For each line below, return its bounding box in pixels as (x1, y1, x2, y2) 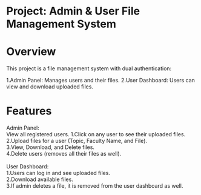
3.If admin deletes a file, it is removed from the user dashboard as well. (6, 182, 183, 190)
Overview (6, 45, 56, 59)
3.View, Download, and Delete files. (6, 144, 95, 151)
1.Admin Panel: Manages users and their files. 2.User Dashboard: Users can (6, 77, 196, 84)
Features (6, 104, 52, 118)
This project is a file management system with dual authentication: (6, 65, 172, 72)
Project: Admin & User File (6, 4, 140, 18)
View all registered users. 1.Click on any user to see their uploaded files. (6, 131, 186, 138)
